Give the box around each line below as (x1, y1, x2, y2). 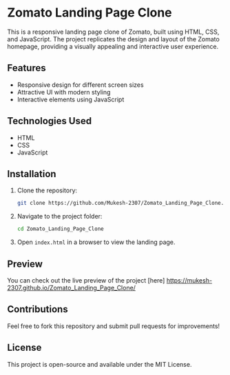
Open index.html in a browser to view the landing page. (17, 238, 176, 246)
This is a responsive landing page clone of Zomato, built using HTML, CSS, (7, 28, 220, 36)
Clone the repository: (17, 186, 78, 194)
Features (7, 62, 46, 74)
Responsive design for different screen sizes (17, 81, 144, 89)
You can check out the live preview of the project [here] (7, 276, 165, 284)
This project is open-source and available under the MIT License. (7, 360, 192, 368)
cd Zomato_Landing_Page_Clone (17, 225, 105, 232)
